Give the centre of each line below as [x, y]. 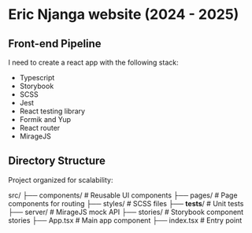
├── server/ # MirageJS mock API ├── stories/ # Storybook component [126, 212]
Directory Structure [57, 161]
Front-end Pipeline [55, 44]
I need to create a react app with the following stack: [93, 62]
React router [40, 128]
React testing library [52, 111]
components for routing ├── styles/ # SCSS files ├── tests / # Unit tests [126, 203]
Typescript [37, 78]
